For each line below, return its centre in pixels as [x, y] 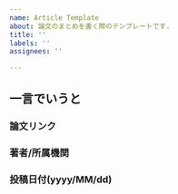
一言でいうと [45, 98]
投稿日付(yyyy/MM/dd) [61, 179]
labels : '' [30, 43]
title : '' [28, 34]
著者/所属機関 [40, 153]
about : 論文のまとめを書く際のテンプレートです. [90, 26]
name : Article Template [54, 18]
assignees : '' [36, 52]
